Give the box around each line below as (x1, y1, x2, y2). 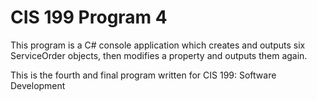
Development (10, 79, 66, 91)
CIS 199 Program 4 (10, 6, 168, 29)
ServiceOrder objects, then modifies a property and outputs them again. (10, 49, 308, 61)
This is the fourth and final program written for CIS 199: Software (10, 69, 277, 81)
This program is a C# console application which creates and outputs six (10, 39, 306, 51)
